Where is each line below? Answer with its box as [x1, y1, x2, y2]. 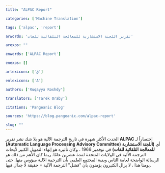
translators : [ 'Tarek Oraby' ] [5, 96, 68, 101]
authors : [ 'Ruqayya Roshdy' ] [5, 87, 65, 92]
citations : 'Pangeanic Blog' [5, 105, 65, 110]
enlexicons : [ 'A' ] [5, 78, 43, 83]
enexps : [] [5, 60, 28, 65]
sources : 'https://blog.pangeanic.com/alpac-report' [5, 114, 116, 118]
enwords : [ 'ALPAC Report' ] [5, 52, 61, 57]
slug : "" [5, 122, 24, 128]
